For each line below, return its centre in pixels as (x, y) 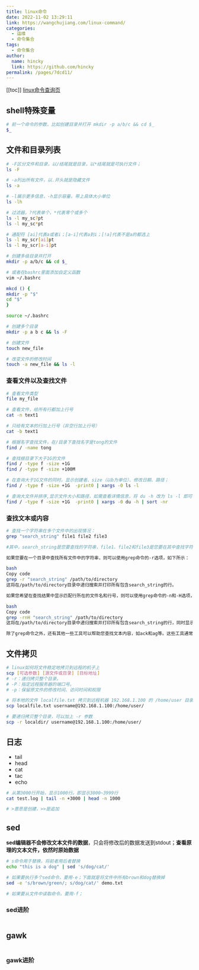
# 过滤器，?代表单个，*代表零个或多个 (47, 212)
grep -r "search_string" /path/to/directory (62, 580)
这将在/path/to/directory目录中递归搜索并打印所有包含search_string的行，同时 (96, 623)
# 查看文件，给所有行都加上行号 (40, 410)
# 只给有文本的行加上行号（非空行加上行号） (53, 426)
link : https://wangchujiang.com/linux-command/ (66, 23)
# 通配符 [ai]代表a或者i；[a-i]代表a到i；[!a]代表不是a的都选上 (78, 234)
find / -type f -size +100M (41, 469)
